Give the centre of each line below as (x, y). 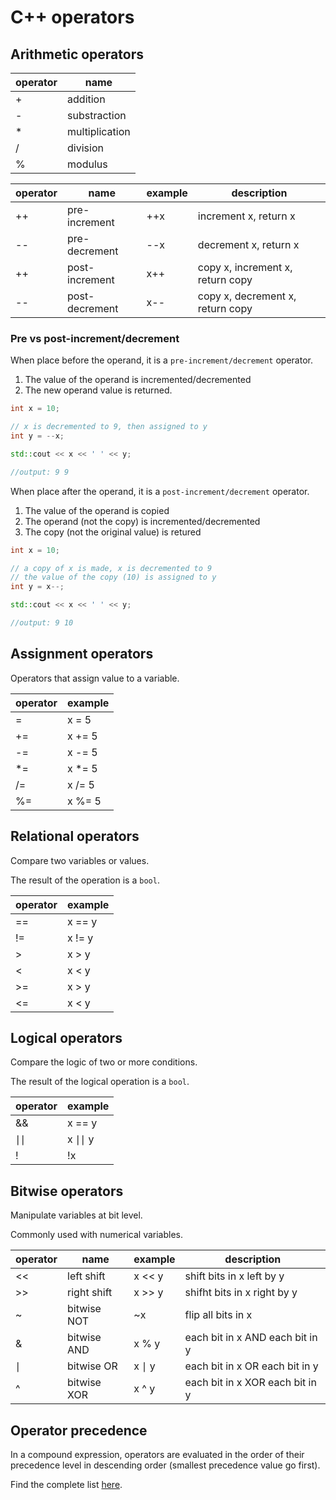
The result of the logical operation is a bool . (100, 1082)
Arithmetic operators (77, 54)
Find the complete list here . (66, 1484)
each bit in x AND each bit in (251, 1338)
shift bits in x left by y (234, 1276)
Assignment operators (82, 654)
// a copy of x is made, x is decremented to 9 (111, 568)
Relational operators (75, 836)
